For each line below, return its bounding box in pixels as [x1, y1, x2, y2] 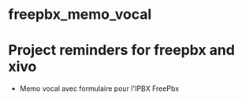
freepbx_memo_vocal [8, 5, 152, 23]
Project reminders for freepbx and [8, 41, 235, 60]
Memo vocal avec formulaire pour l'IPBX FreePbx [19, 84, 180, 93]
